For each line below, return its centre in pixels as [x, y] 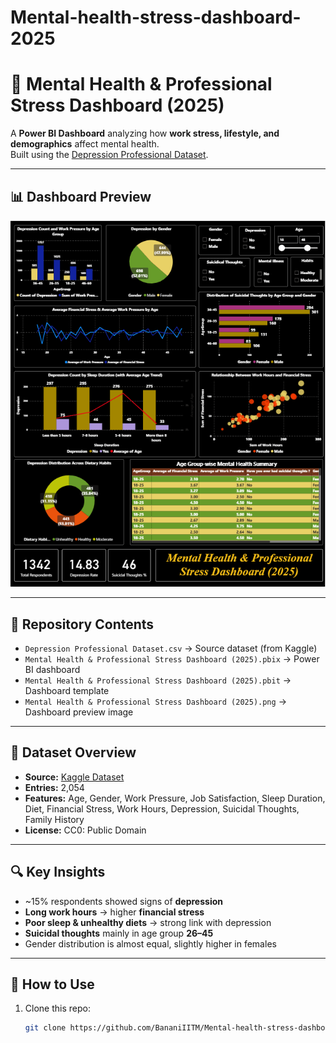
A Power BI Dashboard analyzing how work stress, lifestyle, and [145, 133]
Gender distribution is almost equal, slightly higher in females [150, 943]
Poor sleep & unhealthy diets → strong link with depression [148, 922]
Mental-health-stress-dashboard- [156, 17]
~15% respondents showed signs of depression [123, 901]
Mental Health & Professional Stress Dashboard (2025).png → [155, 701]
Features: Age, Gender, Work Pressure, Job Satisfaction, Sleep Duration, [175, 798]
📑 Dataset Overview [73, 752]
